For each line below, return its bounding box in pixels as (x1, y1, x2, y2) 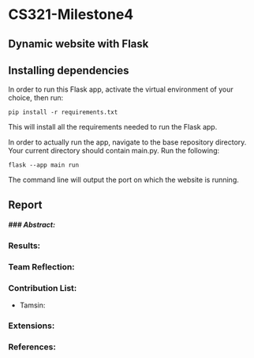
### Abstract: (8, 220, 56, 230)
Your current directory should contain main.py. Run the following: (8, 146, 219, 156)
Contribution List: (8, 282, 77, 293)
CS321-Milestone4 (8, 6, 134, 24)
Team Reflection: (8, 261, 75, 272)
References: (8, 341, 57, 352)
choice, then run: (8, 93, 64, 103)
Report (8, 198, 43, 211)
